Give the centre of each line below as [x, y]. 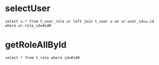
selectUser [28, 8]
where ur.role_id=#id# [28, 25]
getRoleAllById [36, 45]
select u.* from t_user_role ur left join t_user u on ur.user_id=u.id [79, 21]
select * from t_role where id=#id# [42, 58]
